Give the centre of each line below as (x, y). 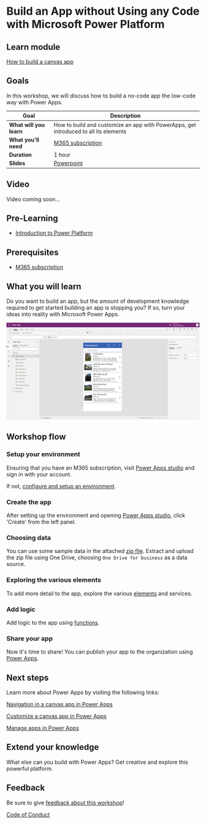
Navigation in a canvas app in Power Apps (60, 704)
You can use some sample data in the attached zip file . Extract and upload (100, 551)
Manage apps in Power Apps (43, 728)
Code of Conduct (28, 814)
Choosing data (29, 538)
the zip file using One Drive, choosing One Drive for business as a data (97, 558)
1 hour (62, 155)
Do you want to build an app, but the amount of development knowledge (98, 301)
